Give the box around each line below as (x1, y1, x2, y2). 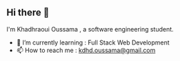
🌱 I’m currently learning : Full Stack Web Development (16, 38, 170, 47)
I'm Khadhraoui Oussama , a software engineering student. (6, 25, 174, 33)
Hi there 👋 (6, 7, 50, 19)
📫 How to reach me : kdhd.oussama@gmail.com (16, 46, 156, 54)
